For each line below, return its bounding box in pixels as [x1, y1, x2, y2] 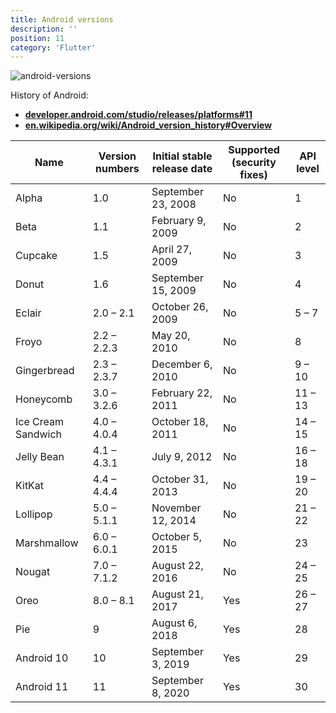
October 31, [151, 472, 209, 486]
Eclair [15, 306, 42, 320]
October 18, [151, 415, 209, 429]
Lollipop [15, 507, 53, 521]
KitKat [15, 479, 45, 493]
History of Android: [10, 89, 89, 101]
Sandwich [15, 427, 63, 441]
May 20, [151, 329, 191, 343]
